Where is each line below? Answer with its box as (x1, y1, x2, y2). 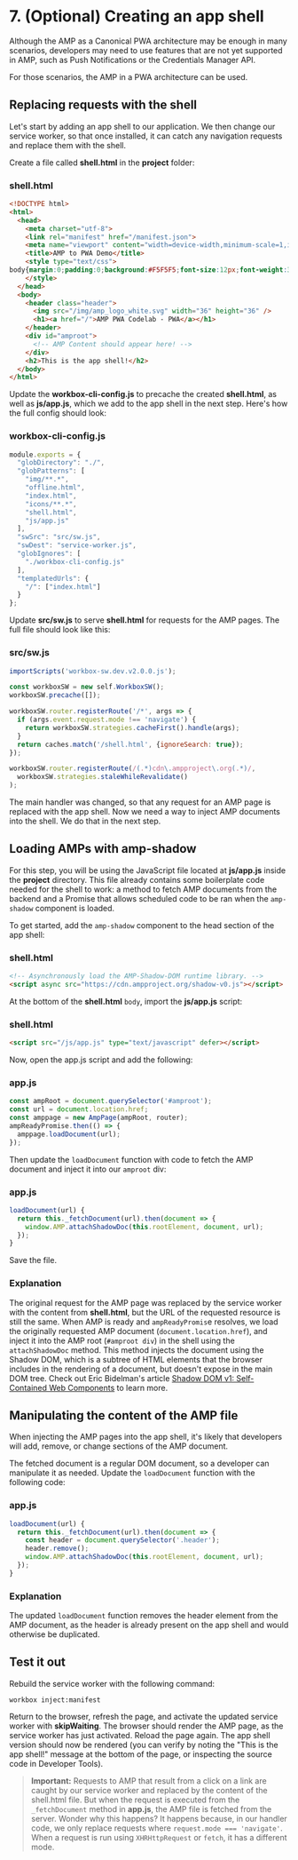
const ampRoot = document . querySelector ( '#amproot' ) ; (9, 1097, 213, 1106)
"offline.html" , (25, 483, 86, 492)
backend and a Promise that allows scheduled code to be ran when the (9, 893, 269, 903)
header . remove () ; (25, 1544, 90, 1554)
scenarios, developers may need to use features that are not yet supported (9, 44, 283, 55)
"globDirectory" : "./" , (17, 458, 105, 467)
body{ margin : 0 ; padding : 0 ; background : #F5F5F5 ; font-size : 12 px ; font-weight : (9, 266, 288, 274)
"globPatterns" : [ (17, 466, 86, 476)
